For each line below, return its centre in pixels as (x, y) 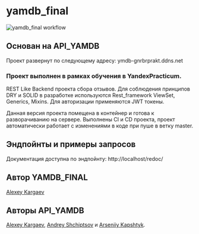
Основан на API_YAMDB (53, 46)
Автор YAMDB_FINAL (47, 178)
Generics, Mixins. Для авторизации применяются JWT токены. (85, 102)
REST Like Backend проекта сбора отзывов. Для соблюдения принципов (98, 89)
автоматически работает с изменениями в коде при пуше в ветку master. (100, 126)
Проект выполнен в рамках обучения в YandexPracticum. (94, 76)
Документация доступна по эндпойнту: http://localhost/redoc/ (85, 158)
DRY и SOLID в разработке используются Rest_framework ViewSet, (91, 95)
